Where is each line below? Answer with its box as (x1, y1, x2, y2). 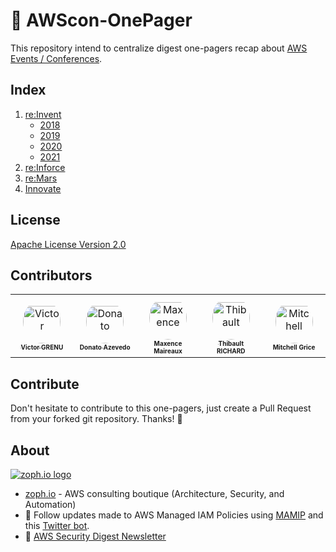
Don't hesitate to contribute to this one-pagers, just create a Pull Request (10, 402, 312, 414)
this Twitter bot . (24, 520, 90, 531)
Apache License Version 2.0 (10, 238, 127, 250)
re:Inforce (24, 161, 66, 173)
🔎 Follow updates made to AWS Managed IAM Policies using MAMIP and (24, 509, 324, 521)
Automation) (24, 499, 77, 510)
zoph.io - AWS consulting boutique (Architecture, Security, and (24, 488, 285, 499)
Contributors (10, 267, 93, 284)
